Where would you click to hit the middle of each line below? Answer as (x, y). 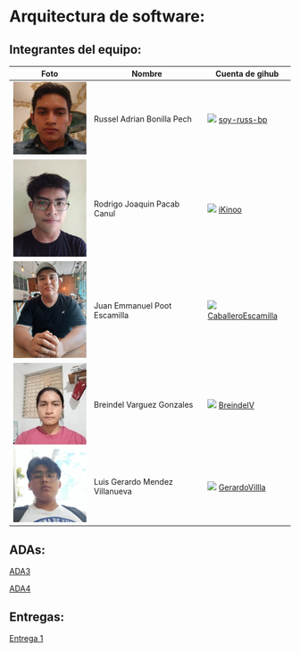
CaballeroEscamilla (243, 316)
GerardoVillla (242, 487)
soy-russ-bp (243, 120)
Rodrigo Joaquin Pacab (137, 204)
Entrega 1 (26, 639)
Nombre (147, 73)
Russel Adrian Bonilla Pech (142, 119)
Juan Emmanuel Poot (133, 306)
